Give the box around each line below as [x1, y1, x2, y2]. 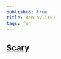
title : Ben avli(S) [6, 15, 56, 21]
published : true [6, 9, 48, 15]
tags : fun [6, 20, 32, 26]
